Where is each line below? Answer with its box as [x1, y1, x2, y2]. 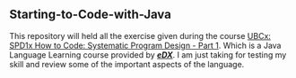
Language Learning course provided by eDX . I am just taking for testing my [9, 49, 287, 60]
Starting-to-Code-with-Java [9, 7, 172, 22]
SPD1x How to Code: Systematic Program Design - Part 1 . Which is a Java [9, 40, 282, 51]
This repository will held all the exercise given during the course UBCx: [9, 30, 272, 41]
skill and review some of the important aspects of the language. [9, 58, 245, 69]
